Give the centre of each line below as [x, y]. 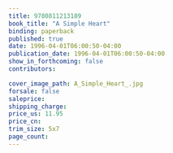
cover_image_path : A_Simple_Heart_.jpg [76, 83]
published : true [36, 39]
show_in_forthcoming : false [56, 62]
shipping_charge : [38, 107]
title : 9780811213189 [45, 16]
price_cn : [25, 122]
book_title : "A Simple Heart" [60, 24]
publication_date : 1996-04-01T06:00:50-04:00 [86, 54]
